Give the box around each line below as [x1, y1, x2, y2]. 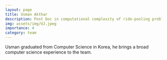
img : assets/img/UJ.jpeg [5, 21, 57, 26]
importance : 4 [5, 26, 35, 31]
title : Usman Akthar [5, 12, 48, 17]
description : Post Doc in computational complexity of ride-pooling [5, 16, 150, 21]
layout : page [5, 7, 32, 12]
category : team [5, 30, 37, 35]
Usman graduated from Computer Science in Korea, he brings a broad [5, 44, 149, 50]
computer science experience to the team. [5, 49, 92, 55]
